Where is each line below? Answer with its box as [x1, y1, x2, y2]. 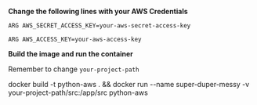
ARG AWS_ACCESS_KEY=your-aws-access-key [8, 35, 143, 43]
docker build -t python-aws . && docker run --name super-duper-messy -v [8, 80, 250, 89]
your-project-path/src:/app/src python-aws [8, 88, 149, 97]
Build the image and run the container [8, 49, 133, 58]
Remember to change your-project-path [8, 64, 139, 74]
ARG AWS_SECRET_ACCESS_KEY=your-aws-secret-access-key [8, 22, 191, 30]
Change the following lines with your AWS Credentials [8, 7, 188, 16]
